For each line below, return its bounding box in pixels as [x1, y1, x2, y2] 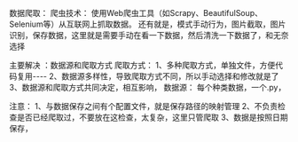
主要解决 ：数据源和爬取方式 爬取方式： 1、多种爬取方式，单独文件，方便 [9, 60, 276, 70]
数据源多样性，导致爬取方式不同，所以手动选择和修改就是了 [61, 71, 279, 82]
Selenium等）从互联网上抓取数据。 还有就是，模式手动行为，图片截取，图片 [9, 19, 286, 29]
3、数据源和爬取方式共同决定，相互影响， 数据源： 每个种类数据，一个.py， [9, 83, 286, 92]
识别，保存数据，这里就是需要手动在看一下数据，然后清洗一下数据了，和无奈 [9, 30, 289, 40]
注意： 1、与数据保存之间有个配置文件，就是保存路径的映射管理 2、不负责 [9, 101, 278, 111]
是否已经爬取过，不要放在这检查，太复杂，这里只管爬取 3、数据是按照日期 [16, 112, 288, 122]
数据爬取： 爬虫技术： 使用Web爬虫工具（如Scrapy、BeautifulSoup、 [9, 8, 263, 18]
